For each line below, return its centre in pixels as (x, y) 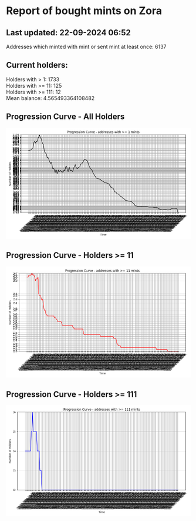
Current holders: (37, 65)
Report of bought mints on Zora (84, 11)
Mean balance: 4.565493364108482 (50, 98)
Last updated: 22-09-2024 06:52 (68, 33)
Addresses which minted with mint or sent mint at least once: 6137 (86, 47)
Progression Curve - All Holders (65, 117)
